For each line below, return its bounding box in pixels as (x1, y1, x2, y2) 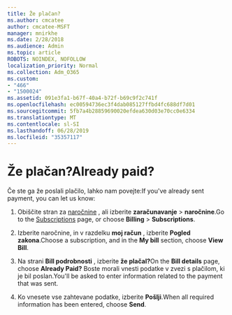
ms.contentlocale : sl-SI (7, 120, 80, 128)
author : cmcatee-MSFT (7, 23, 71, 30)
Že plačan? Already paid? (7, 163, 155, 180)
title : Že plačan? (7, 10, 61, 17)
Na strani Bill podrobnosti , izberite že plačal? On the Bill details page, (17, 257, 220, 265)
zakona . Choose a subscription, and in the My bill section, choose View (17, 236, 224, 244)
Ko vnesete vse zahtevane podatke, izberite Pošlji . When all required (17, 293, 215, 301)
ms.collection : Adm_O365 (7, 68, 80, 75)
